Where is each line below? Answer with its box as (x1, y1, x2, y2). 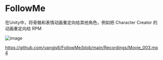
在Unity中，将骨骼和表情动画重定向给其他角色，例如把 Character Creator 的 (5, 19, 158, 25)
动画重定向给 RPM (5, 25, 42, 31)
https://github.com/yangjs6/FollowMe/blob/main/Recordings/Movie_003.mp (5, 45, 158, 50)
